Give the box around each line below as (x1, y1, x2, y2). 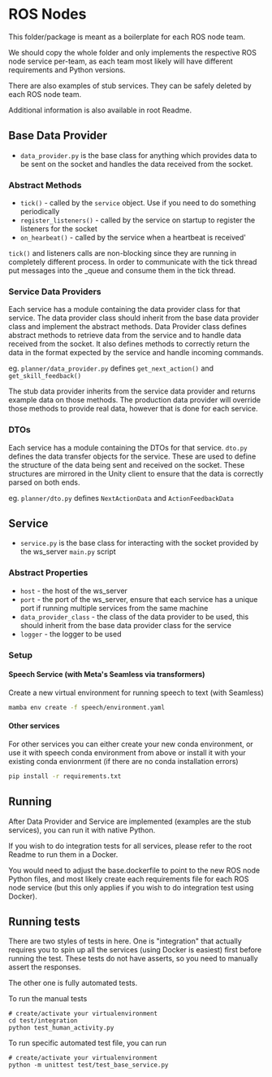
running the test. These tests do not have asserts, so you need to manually (8, 954, 258, 964)
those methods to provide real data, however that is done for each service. (8, 404, 258, 414)
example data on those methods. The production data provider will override (8, 395, 261, 405)
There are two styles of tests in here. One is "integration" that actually (8, 936, 242, 946)
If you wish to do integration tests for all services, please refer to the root (8, 841, 253, 851)
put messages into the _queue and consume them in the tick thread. (8, 266, 236, 275)
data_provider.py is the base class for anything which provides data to (19, 150, 257, 160)
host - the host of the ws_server (19, 586, 128, 596)
